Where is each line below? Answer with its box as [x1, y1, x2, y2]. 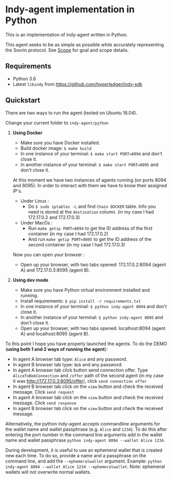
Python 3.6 [12, 76, 36, 82]
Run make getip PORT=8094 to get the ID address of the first [28, 225, 153, 231]
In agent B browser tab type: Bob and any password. [12, 361, 123, 367]
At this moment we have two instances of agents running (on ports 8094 [12, 176, 167, 183]
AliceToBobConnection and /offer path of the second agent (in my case [12, 372, 164, 379]
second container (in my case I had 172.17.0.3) [28, 241, 126, 247]
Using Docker [12, 130, 43, 136]
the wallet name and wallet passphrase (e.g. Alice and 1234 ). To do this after [5, 426, 167, 432]
